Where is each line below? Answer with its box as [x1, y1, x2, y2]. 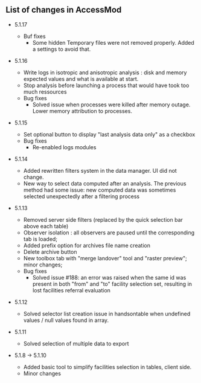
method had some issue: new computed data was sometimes [23, 186, 176, 193]
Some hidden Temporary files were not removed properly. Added [32, 39, 194, 46]
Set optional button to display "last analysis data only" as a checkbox [23, 130, 196, 138]
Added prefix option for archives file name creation [23, 242, 150, 249]
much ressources [23, 88, 67, 95]
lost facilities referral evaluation [32, 286, 111, 294]
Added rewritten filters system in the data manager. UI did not [23, 167, 177, 174]
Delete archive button [23, 248, 77, 256]
